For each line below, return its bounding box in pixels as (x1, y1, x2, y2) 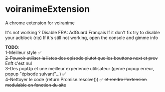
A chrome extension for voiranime (5, 20, 75, 26)
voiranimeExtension (5, 3, 90, 15)
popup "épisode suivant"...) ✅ (5, 71, 66, 77)
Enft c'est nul (5, 60, 32, 66)
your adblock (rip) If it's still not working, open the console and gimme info (5, 35, 159, 41)
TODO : (5, 44, 19, 50)
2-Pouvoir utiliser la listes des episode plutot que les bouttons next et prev (5, 55, 158, 61)
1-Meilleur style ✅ (5, 49, 42, 55)
